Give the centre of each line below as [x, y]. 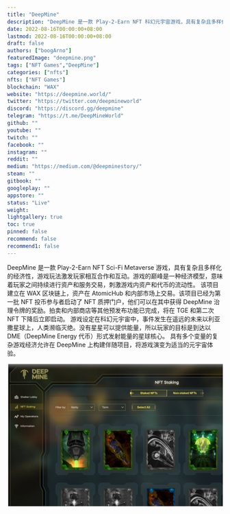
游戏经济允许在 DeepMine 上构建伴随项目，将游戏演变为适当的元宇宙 [110, 344]
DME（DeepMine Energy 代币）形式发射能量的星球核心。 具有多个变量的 [110, 336]
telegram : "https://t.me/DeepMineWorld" [66, 116]
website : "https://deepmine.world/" [59, 94]
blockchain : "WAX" [33, 87]
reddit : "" [23, 159]
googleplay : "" [29, 188]
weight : [18, 210]
